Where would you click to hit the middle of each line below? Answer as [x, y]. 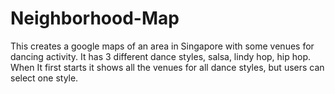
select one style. [44, 78]
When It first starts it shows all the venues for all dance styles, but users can [167, 67]
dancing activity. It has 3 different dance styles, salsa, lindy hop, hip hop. [161, 56]
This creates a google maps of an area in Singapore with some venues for [162, 46]
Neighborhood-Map [95, 18]
